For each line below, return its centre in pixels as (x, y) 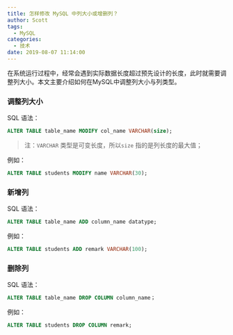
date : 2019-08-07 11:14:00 (46, 53)
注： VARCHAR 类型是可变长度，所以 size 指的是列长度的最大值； (113, 145)
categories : (24, 40)
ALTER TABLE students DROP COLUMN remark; (70, 325)
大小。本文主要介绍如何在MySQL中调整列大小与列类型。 (100, 81)
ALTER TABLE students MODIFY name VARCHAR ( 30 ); (78, 173)
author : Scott (28, 20)
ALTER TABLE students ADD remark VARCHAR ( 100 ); (78, 250)
